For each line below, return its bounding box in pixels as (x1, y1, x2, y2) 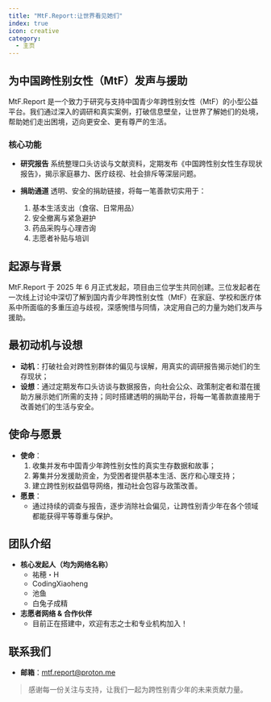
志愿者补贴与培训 (31, 233, 90, 243)
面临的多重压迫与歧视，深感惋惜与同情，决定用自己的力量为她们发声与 (29, 303, 263, 312)
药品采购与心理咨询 (31, 224, 97, 233)
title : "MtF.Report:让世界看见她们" (8, 11, 123, 20)
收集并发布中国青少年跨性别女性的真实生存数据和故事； (31, 461, 216, 470)
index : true (8, 19, 48, 27)
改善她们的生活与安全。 (19, 401, 98, 412)
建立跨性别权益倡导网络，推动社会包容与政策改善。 (31, 481, 202, 491)
